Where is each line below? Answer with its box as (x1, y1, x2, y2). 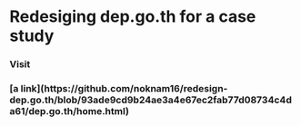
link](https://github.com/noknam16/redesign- (20, 82, 228, 95)
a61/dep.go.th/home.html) (9, 105, 130, 118)
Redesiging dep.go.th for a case (9, 6, 256, 27)
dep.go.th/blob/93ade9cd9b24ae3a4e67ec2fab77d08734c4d (9, 93, 293, 106)
